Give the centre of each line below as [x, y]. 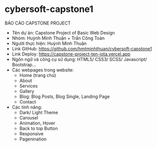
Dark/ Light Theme [39, 112]
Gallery [27, 91]
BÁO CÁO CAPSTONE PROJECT [38, 23]
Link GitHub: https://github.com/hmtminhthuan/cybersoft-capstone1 [82, 48]
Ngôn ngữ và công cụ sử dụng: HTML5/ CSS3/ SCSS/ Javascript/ [79, 59]
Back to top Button [38, 128]
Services [28, 85]
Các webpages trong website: [43, 70]
